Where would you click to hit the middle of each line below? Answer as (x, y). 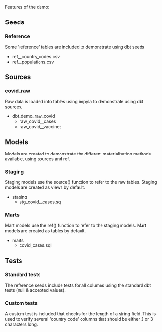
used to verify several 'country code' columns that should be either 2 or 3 (79, 319)
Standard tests (23, 275)
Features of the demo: (27, 7)
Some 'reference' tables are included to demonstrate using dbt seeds (75, 47)
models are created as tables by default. (46, 231)
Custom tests (21, 303)
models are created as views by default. (45, 187)
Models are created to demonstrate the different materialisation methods (78, 154)
